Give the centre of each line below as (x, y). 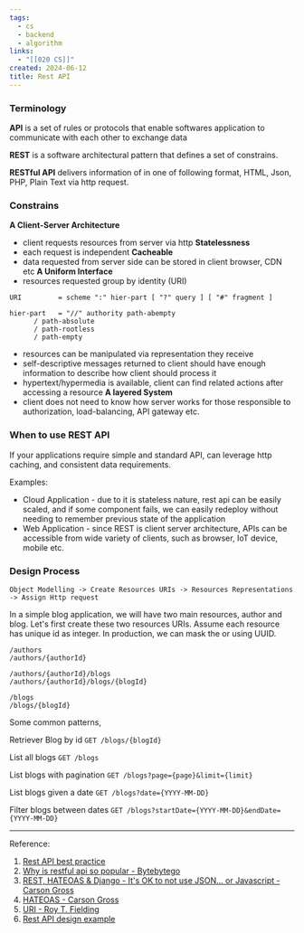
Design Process (45, 570)
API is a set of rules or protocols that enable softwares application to (137, 128)
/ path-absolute (64, 322)
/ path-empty (58, 337)
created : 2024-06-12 (48, 69)
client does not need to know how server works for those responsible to (157, 402)
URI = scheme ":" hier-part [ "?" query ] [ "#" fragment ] (141, 298)
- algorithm (40, 43)
